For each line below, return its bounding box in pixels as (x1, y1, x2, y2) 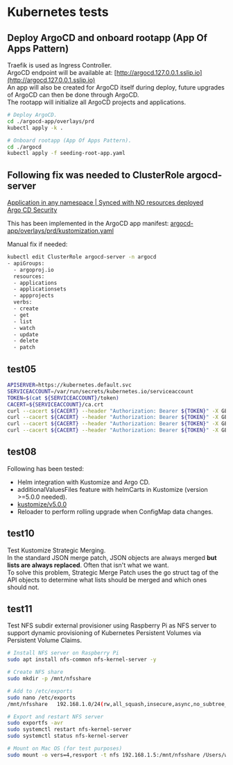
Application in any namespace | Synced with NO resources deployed (7, 199, 204, 207)
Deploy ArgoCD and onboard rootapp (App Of (7, 32, 208, 44)
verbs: (13, 299, 33, 306)
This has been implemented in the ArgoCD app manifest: (7, 220, 169, 228)
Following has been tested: (7, 464, 85, 472)
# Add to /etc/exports (7, 687, 73, 695)
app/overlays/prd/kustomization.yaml (7, 227, 114, 235)
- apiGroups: (7, 260, 45, 267)
